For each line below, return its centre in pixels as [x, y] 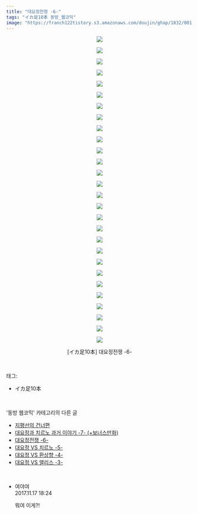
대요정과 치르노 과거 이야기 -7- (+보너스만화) [66, 433]
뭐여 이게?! [27, 506]
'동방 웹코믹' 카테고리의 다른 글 [42, 413]
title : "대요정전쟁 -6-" [33, 12]
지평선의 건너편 [32, 426]
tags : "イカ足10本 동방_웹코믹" [41, 17]
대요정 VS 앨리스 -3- [39, 462]
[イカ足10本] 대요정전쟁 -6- [100, 352]
